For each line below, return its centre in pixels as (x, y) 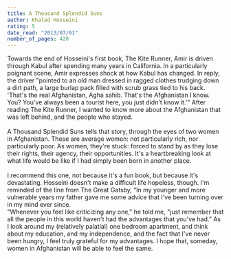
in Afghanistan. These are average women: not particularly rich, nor (103, 139)
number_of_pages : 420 (38, 39)
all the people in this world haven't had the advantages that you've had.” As (114, 219)
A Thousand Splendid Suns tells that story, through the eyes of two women (113, 132)
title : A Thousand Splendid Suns (55, 13)
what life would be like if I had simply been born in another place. (99, 161)
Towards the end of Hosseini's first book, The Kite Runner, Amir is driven (110, 58)
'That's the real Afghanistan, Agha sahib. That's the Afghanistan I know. (109, 95)
